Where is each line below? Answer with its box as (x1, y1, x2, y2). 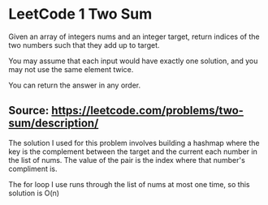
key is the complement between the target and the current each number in (8, 147, 257, 156)
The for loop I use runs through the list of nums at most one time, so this (8, 179, 250, 189)
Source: (8, 104, 50, 117)
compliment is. (8, 164, 58, 173)
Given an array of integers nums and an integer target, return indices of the (8, 32, 260, 41)
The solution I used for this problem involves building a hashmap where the (8, 138, 260, 147)
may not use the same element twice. (8, 64, 134, 74)
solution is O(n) (8, 188, 59, 198)
